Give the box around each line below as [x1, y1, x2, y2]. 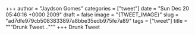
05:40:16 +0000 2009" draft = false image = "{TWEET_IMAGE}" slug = [5, 11, 179, 18]
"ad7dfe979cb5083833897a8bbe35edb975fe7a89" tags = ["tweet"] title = [5, 17, 188, 24]
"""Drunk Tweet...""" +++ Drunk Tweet [5, 23, 100, 30]
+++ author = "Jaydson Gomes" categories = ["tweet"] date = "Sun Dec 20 [5, 5, 190, 12]
